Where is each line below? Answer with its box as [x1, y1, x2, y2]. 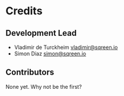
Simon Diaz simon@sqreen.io [14, 50, 87, 57]
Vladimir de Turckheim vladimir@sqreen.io [14, 44, 118, 51]
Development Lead [5, 28, 77, 38]
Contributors [5, 67, 55, 78]
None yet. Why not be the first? [5, 83, 82, 90]
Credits [5, 4, 43, 18]
